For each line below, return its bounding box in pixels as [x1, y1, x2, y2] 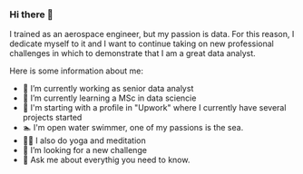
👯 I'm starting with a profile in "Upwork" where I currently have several [22, 102, 287, 113]
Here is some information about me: [9, 65, 143, 76]
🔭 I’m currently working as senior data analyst [22, 83, 194, 94]
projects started [22, 112, 83, 123]
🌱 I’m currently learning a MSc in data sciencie [22, 92, 197, 103]
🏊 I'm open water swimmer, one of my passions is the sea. [22, 122, 244, 133]
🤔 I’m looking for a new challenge [22, 145, 148, 156]
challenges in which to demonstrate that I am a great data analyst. [9, 48, 256, 59]
